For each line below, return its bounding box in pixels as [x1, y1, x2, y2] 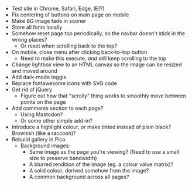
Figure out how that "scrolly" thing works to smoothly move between [20, 92, 186, 99]
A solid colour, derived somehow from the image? [29, 167, 149, 174]
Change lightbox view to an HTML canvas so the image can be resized [11, 61, 182, 68]
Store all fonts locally [11, 23, 63, 31]
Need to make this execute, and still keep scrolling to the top [20, 55, 167, 62]
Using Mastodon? [20, 111, 63, 118]
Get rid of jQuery [11, 86, 53, 93]
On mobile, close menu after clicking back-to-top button [11, 49, 148, 55]
